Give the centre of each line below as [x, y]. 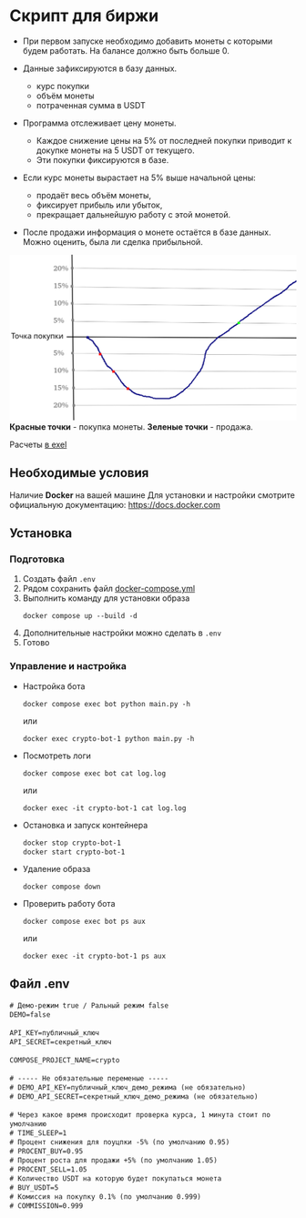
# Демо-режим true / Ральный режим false [89, 1006]
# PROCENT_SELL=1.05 [49, 1170]
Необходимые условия [79, 473]
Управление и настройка [68, 666]
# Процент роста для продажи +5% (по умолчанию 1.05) [114, 1161]
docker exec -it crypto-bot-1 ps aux [94, 956]
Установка [41, 533]
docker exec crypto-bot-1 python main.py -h [108, 738]
